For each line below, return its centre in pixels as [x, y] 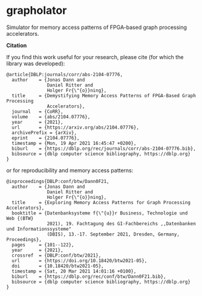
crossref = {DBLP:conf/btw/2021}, [57, 255]
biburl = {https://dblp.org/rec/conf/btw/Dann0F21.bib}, [89, 276]
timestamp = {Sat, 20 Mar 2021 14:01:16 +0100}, [74, 271]
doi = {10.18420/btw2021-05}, [58, 266]
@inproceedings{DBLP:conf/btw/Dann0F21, [58, 181]
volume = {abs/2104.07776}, [51, 117]
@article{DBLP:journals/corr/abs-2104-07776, [64, 74]
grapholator [37, 11]
